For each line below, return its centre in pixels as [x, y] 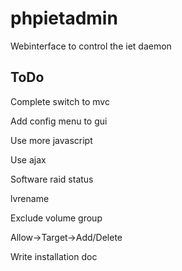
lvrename [30, 198]
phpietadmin [64, 18]
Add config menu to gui [59, 121]
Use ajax [28, 159]
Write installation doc [54, 256]
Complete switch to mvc [60, 101]
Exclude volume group [56, 218]
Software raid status [52, 179]
